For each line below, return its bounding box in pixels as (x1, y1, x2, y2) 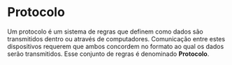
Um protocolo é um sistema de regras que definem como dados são (7, 27, 204, 36)
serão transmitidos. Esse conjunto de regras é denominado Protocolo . (7, 50, 210, 58)
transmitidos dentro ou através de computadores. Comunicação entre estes (7, 34, 226, 43)
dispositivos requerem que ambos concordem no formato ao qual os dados (7, 42, 224, 50)
